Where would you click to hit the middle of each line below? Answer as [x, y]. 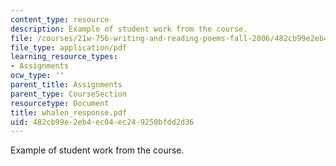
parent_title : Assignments [66, 85]
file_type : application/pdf [69, 47]
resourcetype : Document [60, 103]
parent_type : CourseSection [69, 94]
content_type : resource [60, 19]
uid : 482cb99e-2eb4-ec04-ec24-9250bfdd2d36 [102, 122]
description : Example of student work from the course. [129, 29]
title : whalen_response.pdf [69, 112]
